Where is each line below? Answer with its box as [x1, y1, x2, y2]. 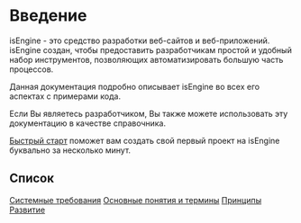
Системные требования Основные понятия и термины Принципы [9, 194, 262, 205]
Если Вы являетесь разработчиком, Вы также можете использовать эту [9, 108, 288, 119]
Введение [9, 5, 87, 26]
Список [9, 171, 54, 186]
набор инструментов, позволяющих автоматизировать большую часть [9, 54, 284, 65]
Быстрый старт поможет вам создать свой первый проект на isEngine [9, 135, 280, 146]
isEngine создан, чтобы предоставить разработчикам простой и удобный [9, 44, 293, 55]
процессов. [9, 64, 54, 75]
